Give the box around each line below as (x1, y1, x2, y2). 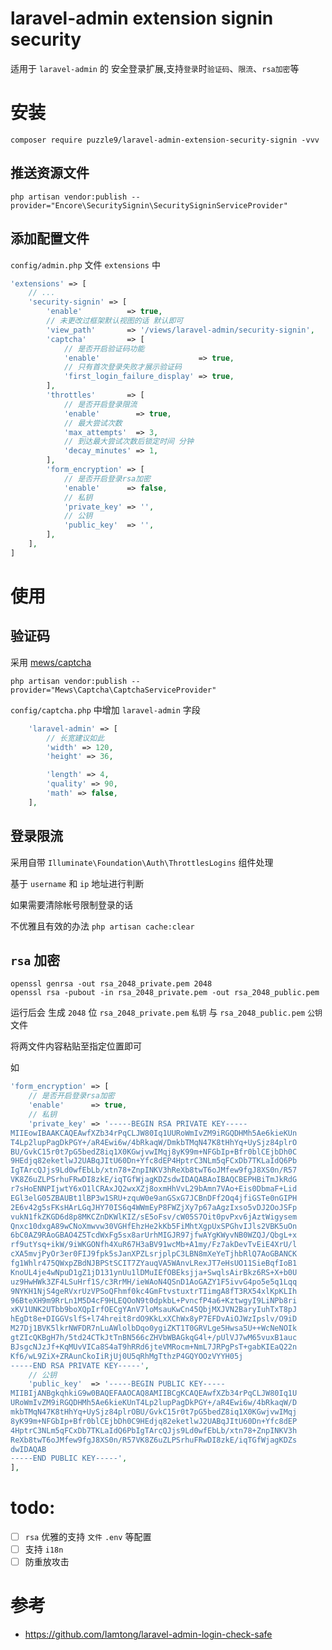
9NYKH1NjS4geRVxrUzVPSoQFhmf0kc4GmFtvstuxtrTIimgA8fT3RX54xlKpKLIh (10, 1286, 298, 1296)
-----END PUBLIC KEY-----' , (10, 1453, 128, 1464)
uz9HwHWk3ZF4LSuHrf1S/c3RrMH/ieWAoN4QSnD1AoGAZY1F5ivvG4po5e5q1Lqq (10, 1277, 298, 1287)
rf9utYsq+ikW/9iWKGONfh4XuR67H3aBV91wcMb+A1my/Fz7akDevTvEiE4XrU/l (10, 1240, 298, 1250)
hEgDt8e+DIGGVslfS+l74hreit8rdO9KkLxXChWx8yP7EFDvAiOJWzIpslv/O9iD (10, 1314, 298, 1324)
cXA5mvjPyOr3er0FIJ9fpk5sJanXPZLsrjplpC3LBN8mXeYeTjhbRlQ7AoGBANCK (10, 1249, 298, 1259)
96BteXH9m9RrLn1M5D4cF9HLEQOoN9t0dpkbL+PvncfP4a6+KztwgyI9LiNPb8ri (10, 1295, 298, 1306)
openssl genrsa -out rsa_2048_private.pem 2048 (10, 979, 213, 989)
